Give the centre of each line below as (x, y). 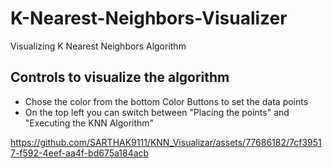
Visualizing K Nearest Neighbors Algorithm (98, 46)
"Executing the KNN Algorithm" (89, 123)
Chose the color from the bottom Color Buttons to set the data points (166, 101)
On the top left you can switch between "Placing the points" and (157, 112)
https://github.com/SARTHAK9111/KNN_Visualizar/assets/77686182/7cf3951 (166, 142)
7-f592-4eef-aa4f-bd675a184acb (80, 153)
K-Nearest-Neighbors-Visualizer (149, 18)
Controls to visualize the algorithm (120, 77)
